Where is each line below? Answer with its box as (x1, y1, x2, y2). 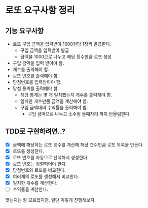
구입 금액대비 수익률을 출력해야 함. (20, 105, 88, 110)
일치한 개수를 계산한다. (12, 180, 58, 186)
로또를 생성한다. (12, 148, 44, 154)
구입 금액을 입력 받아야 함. (12, 60, 64, 66)
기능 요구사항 (5, 26, 44, 35)
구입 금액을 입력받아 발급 (20, 47, 69, 53)
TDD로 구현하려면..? (5, 127, 66, 136)
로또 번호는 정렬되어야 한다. (12, 161, 67, 167)
